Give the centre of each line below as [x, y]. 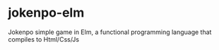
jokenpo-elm [46, 13]
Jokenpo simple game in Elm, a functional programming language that [110, 32]
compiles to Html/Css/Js [44, 39]
